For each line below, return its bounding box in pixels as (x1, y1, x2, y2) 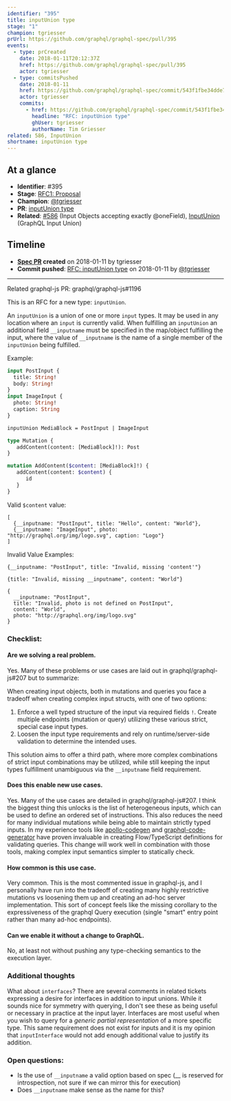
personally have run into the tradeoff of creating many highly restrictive (7, 886, 209, 895)
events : (7, 42, 30, 49)
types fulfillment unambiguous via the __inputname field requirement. (7, 765, 201, 773)
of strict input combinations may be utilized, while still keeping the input (7, 757, 210, 766)
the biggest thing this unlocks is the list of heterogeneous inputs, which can (7, 803, 221, 812)
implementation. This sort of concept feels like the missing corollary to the (7, 901, 218, 909)
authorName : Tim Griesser (32, 126, 107, 133)
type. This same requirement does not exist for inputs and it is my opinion (7, 1023, 215, 1032)
